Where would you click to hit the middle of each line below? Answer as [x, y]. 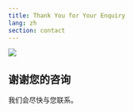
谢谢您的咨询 [40, 79]
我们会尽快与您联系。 [43, 100]
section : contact [37, 30]
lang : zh [23, 23]
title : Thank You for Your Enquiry [67, 15]
